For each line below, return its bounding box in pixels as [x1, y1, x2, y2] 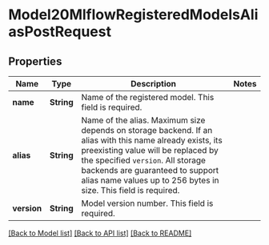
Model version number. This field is [81, 198, 214, 209]
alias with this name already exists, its [81, 135, 223, 146]
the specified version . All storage [81, 155, 207, 166]
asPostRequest [8, 22, 112, 41]
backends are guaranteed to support [81, 165, 219, 175]
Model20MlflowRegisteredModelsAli [8, 6, 259, 24]
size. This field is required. [81, 185, 180, 195]
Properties [8, 54, 62, 68]
